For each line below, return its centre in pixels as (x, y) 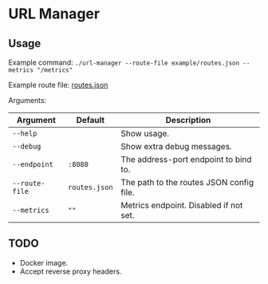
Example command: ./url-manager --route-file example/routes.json (124, 62)
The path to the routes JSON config (187, 182)
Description (188, 120)
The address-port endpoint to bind (186, 159)
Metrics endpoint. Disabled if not (182, 205)
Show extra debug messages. (177, 146)
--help (25, 134)
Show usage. (145, 134)
